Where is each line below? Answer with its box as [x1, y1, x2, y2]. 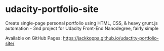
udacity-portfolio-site [5, 3, 99, 15]
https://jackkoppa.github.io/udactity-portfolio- [63, 35, 159, 41]
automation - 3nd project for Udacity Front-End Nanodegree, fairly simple [5, 25, 159, 31]
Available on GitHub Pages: [5, 35, 62, 41]
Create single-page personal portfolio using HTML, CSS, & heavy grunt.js [5, 20, 158, 26]
